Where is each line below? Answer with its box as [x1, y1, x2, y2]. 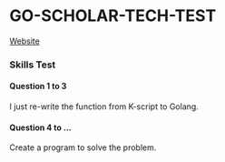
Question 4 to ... [9, 122, 73, 133]
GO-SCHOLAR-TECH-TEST [9, 5, 217, 26]
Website [9, 35, 41, 46]
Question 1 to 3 [9, 81, 67, 92]
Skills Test [9, 58, 56, 71]
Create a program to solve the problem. [9, 142, 157, 153]
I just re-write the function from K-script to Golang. [9, 101, 200, 112]
